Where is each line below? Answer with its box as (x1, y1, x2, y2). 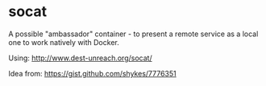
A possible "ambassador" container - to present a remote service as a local (8, 29, 259, 39)
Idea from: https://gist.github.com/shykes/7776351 (8, 68, 177, 78)
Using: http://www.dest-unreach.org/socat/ (8, 53, 152, 63)
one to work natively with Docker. (8, 37, 119, 47)
